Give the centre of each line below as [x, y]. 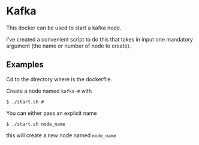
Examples [25, 65]
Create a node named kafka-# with [49, 91]
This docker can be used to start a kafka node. [64, 28]
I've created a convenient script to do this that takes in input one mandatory [100, 39]
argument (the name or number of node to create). [69, 46]
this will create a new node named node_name [61, 135]
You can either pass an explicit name [52, 113]
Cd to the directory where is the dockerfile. [59, 79]
